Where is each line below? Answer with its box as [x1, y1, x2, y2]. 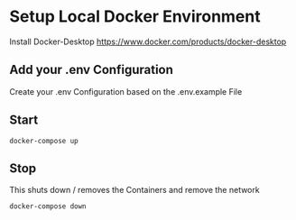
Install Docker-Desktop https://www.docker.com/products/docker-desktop [9, 36, 287, 47]
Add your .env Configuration [9, 62, 174, 78]
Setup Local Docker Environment [9, 6, 261, 27]
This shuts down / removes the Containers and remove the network [9, 185, 260, 196]
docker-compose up [9, 136, 79, 145]
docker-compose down [9, 202, 88, 211]
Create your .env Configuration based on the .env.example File [9, 86, 243, 96]
